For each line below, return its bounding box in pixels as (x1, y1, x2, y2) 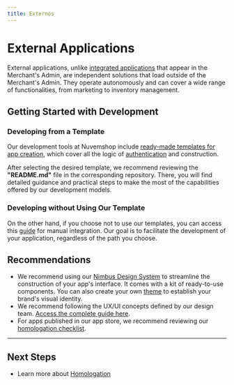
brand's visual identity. (17, 294, 83, 303)
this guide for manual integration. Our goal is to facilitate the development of (7, 226, 226, 234)
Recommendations (7, 254, 91, 266)
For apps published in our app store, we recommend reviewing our (17, 317, 209, 325)
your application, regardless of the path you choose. (7, 234, 158, 242)
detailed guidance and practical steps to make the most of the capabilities (7, 179, 219, 187)
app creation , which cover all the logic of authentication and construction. (7, 150, 219, 158)
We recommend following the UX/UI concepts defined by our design (17, 302, 214, 310)
